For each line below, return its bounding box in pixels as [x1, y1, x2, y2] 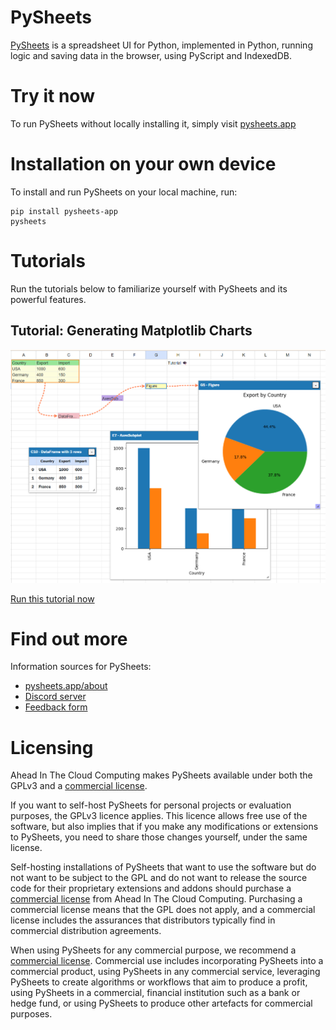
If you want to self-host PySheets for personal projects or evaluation [10, 799, 292, 811]
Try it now [10, 85, 95, 108]
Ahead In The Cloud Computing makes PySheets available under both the [10, 769, 313, 781]
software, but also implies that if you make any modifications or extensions [10, 821, 319, 833]
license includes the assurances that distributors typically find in [10, 914, 276, 926]
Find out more [10, 627, 128, 650]
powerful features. [10, 293, 87, 305]
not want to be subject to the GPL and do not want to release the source [10, 872, 308, 884]
